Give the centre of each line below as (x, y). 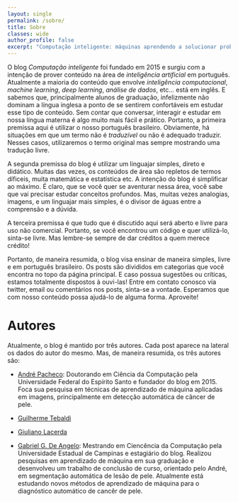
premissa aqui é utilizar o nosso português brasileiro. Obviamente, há (109, 127)
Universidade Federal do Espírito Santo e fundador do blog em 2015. (117, 381)
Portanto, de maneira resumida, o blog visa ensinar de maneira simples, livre (119, 259)
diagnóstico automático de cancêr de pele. (80, 491)
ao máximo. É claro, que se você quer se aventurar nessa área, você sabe (115, 186)
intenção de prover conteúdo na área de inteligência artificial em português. (119, 75)
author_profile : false (41, 40)
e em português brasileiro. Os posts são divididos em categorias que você (116, 267)
